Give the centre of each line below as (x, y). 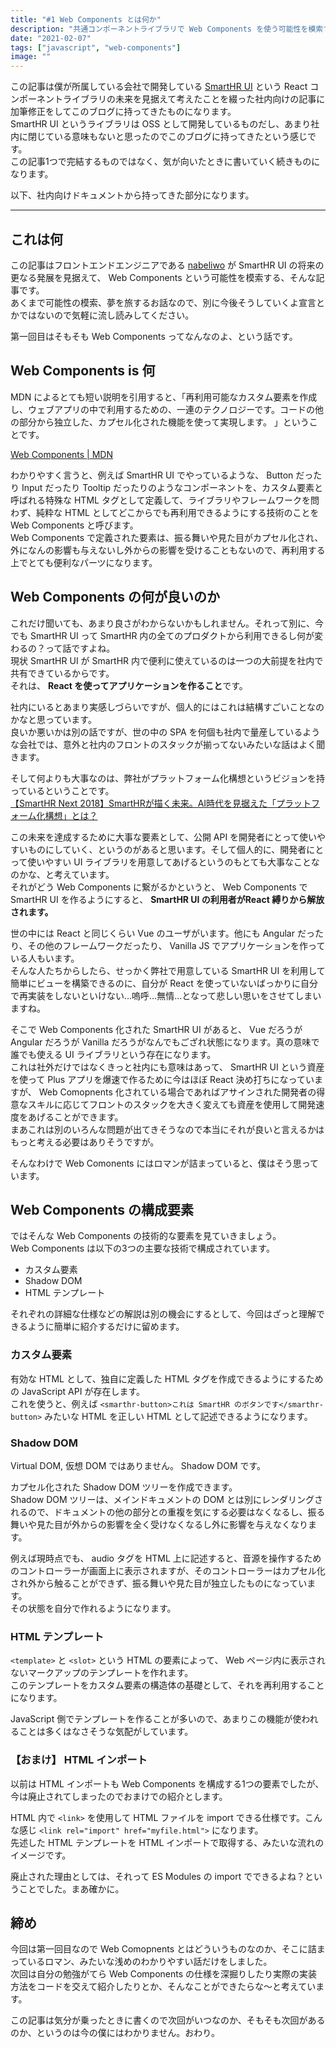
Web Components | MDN (61, 454)
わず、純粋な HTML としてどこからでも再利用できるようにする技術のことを (165, 512)
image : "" (31, 57)
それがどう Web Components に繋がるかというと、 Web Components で (159, 887)
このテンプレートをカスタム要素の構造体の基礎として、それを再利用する (159, 1685)
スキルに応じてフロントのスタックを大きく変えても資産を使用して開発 (172, 1104)
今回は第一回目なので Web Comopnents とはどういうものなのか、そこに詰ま (168, 1949)
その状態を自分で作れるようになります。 (93, 1608)
